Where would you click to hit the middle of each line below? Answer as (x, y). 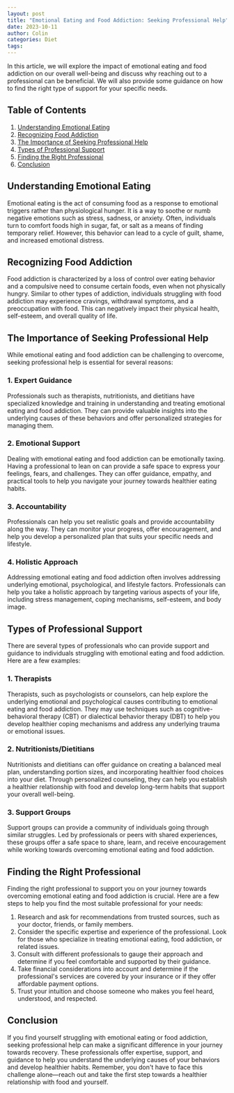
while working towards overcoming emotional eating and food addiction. (111, 850)
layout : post (26, 14)
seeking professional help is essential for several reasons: (90, 362)
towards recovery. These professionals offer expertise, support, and (105, 1052)
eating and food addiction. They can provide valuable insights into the (107, 410)
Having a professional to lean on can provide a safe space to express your (114, 466)
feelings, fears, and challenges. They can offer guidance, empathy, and (109, 473)
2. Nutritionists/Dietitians (51, 749)
